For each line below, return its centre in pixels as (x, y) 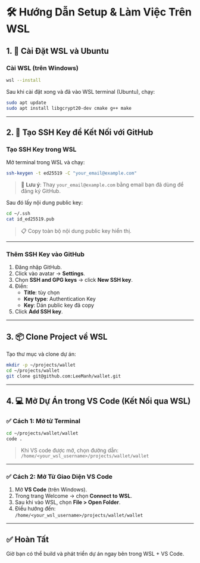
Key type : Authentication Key (60, 299)
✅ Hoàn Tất (28, 539)
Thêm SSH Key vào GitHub (45, 254)
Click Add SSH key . (39, 312)
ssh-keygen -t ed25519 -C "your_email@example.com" (71, 173)
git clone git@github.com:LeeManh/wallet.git (63, 376)
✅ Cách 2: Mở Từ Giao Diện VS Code (60, 476)
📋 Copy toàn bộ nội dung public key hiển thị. (76, 230)
